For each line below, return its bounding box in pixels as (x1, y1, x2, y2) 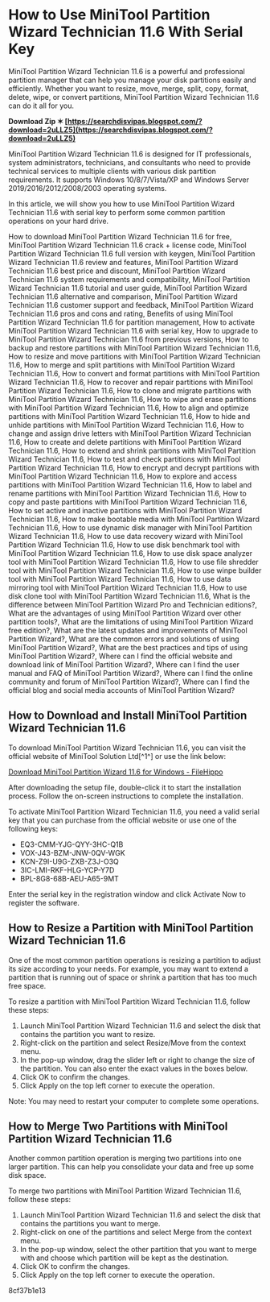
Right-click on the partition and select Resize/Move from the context (19, 1038, 247, 1047)
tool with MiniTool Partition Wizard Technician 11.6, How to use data (8, 574, 231, 583)
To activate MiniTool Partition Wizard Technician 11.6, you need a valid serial (8, 806, 260, 816)
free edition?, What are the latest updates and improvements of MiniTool (8, 625, 247, 635)
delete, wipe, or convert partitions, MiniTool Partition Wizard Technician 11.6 (8, 92, 260, 102)
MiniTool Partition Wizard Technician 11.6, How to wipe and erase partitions (8, 394, 257, 404)
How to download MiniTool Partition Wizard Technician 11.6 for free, (8, 231, 232, 241)
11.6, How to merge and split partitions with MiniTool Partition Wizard (8, 360, 235, 370)
